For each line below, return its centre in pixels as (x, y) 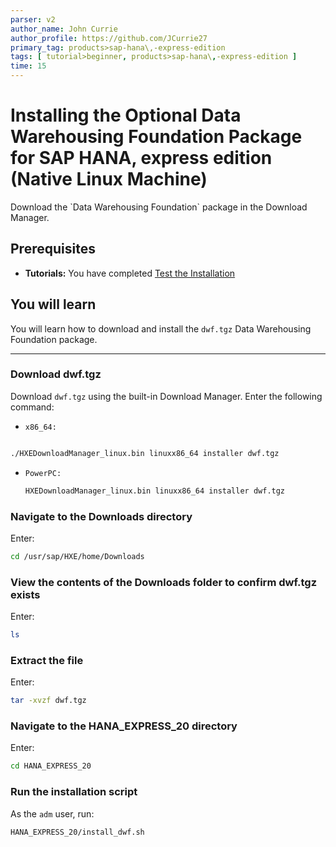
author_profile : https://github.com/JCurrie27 (109, 38)
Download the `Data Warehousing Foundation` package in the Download (159, 207)
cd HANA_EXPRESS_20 (51, 766)
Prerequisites (53, 249)
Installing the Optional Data (126, 115)
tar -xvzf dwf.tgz (48, 701)
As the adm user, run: (52, 813)
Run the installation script (74, 792)
